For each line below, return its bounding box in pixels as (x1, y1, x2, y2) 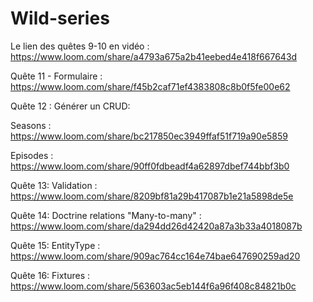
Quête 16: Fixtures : (10, 269, 91, 281)
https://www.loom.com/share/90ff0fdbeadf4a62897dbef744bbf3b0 (10, 160, 290, 172)
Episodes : (10, 149, 54, 161)
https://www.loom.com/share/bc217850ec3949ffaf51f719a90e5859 (10, 130, 289, 142)
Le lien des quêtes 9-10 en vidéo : (10, 40, 150, 52)
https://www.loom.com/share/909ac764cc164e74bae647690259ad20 (10, 250, 301, 262)
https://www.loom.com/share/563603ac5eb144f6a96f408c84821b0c (10, 280, 297, 292)
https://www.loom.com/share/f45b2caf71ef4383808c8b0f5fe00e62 (10, 80, 291, 92)
